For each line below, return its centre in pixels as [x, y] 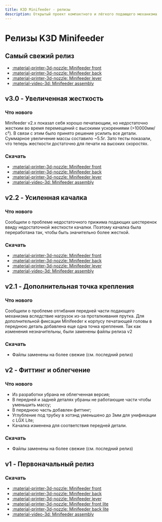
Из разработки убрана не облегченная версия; [61, 395]
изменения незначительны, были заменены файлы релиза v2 [69, 332]
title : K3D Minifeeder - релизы [38, 9]
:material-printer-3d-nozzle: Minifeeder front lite [60, 504]
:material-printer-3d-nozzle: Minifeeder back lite [60, 509]
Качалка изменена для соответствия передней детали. [69, 426]
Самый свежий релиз [40, 56]
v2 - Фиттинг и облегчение [48, 370]
